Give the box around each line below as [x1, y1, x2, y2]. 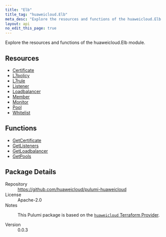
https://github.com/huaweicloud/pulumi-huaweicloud [17, 186, 127, 192]
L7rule [12, 78, 26, 84]
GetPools [12, 153, 31, 159]
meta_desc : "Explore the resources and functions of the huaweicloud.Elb [5, 16, 162, 21]
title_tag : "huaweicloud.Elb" [5, 12, 68, 17]
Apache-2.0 [17, 197, 42, 203]
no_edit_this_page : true [5, 26, 57, 31]
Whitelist [12, 109, 31, 115]
